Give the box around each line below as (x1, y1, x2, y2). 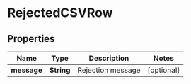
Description (88, 54, 129, 63)
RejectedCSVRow (7, 5, 113, 21)
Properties (7, 33, 55, 45)
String (49, 65, 71, 75)
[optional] (147, 65, 180, 75)
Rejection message (77, 65, 141, 75)
